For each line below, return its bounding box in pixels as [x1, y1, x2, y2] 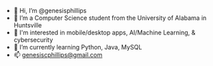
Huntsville [13, 21, 42, 29]
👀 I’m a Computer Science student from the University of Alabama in [13, 14, 207, 22]
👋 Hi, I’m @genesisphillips [13, 7, 87, 14]
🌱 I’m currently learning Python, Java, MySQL [13, 43, 142, 51]
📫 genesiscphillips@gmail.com [13, 51, 103, 58]
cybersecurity [13, 36, 53, 44]
